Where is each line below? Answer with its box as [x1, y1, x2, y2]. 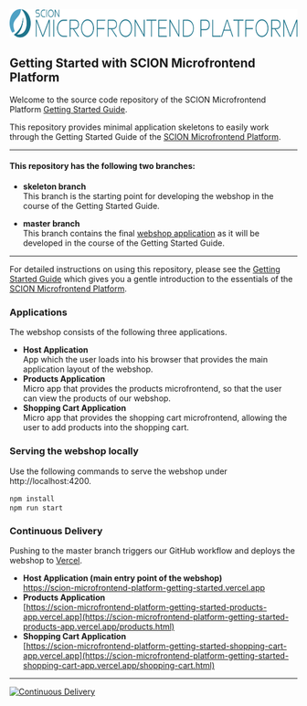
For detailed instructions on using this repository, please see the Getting [9, 264, 281, 275]
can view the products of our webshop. [22, 393, 172, 404]
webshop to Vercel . [9, 554, 83, 565]
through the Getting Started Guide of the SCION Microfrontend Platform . [9, 131, 281, 142]
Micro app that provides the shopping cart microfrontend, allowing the [22, 412, 288, 424]
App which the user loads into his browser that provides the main [22, 354, 268, 365]
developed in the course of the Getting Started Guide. [22, 237, 226, 248]
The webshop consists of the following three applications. [9, 327, 228, 338]
